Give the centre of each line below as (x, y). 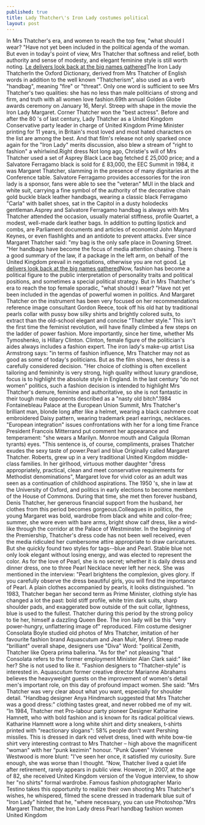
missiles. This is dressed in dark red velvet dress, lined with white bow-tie (99, 737)
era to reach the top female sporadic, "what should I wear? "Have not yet (98, 288)
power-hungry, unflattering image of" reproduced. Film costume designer (99, 627)
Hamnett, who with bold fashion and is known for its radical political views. (100, 718)
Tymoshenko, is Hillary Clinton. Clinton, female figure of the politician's (96, 340)
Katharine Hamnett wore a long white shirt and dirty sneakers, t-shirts (94, 724)
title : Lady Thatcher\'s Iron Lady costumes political (78, 18)
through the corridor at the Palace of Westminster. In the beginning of (104, 529)
